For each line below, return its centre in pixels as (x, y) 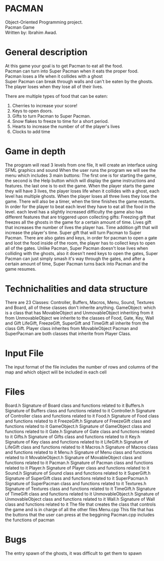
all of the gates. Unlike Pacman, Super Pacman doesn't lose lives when (77, 248)
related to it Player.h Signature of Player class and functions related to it (77, 467)
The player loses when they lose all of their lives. (54, 87)
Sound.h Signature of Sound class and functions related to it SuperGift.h (78, 473)
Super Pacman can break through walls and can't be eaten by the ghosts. (79, 81)
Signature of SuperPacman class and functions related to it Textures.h (76, 483)
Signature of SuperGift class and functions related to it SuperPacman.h (77, 478)
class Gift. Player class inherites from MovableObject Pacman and (71, 328)
